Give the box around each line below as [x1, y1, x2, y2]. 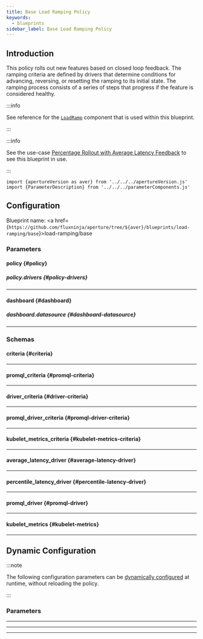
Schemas [6, 335, 34, 343]
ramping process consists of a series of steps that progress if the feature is [6, 84, 194, 91]
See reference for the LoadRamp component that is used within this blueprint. [6, 113, 195, 121]
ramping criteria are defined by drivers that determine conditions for [6, 71, 176, 78]
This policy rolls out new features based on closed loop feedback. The [6, 64, 182, 72]
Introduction [6, 48, 54, 58]
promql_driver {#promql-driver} [6, 499, 89, 507]
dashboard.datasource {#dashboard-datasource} [6, 311, 136, 318]
